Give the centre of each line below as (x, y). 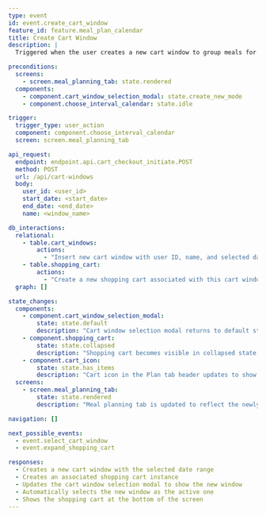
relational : (35, 235)
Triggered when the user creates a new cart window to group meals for (136, 52)
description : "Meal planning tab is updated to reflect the (138, 404)
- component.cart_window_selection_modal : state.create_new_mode (133, 96)
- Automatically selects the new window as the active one (115, 492)
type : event (28, 15)
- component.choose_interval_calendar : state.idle (108, 104)
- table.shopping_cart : (62, 265)
